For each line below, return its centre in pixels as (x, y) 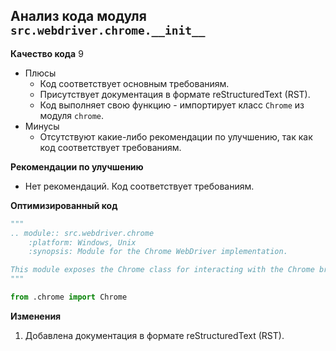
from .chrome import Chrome (69, 297)
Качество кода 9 (47, 53)
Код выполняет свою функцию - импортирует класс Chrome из (172, 105)
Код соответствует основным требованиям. (134, 83)
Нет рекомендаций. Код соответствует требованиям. (139, 186)
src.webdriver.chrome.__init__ (108, 31)
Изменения (36, 316)
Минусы (42, 126)
